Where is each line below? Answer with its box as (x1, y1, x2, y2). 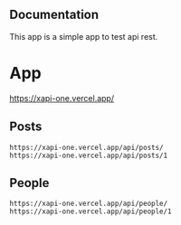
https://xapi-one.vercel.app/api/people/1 (9, 207, 172, 216)
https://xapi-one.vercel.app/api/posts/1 (9, 151, 168, 160)
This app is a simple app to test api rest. (9, 31, 158, 42)
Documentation (9, 7, 100, 23)
